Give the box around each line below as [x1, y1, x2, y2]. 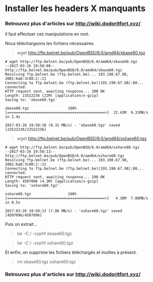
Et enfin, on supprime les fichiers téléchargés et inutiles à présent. [5, 250, 137, 255]
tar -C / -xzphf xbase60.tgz [16, 231, 72, 236]
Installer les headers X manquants [5, 3, 146, 14]
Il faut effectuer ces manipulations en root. [5, 31, 90, 37]
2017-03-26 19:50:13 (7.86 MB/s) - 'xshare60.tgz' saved [5, 209, 122, 214]
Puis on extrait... [5, 221, 38, 227]
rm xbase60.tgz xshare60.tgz [16, 259, 76, 265]
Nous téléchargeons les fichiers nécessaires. [5, 41, 95, 47]
